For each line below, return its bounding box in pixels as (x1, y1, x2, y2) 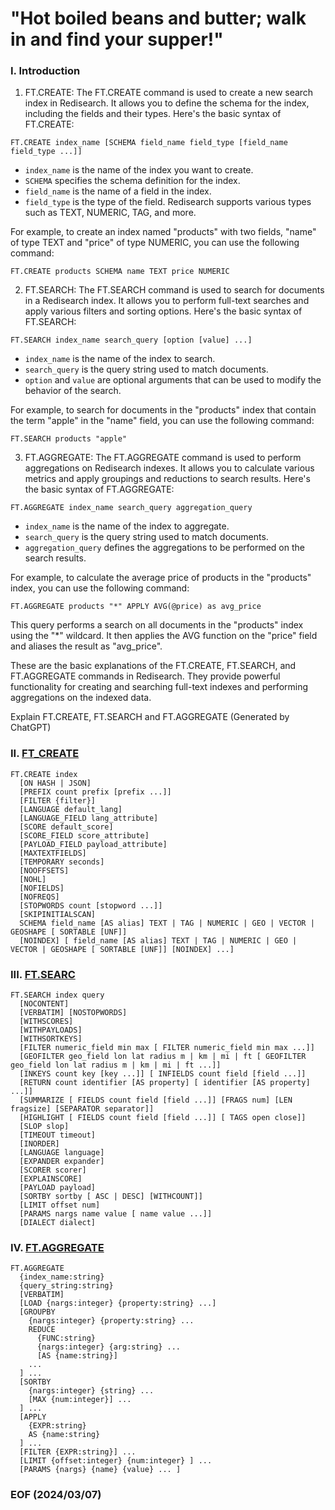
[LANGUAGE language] (19, 1148, 105, 1158)
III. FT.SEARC (10, 967, 76, 981)
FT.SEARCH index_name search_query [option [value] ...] (10, 335, 253, 346)
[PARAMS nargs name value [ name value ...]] (19, 1209, 213, 1219)
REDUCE (28, 1325, 56, 1335)
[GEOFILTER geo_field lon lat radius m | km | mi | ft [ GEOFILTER (19, 1052, 307, 1062)
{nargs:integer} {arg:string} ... (36, 1342, 182, 1352)
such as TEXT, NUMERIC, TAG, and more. (24, 207, 197, 219)
